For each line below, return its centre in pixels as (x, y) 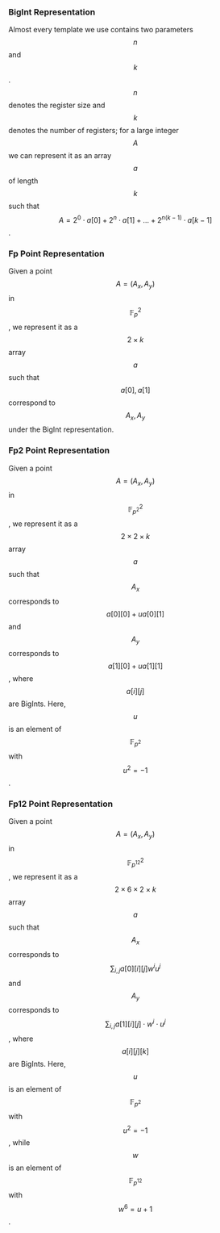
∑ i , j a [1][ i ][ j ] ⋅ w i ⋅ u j (135, 1024)
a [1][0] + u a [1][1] (135, 666)
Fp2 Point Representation (59, 450)
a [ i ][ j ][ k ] (135, 1051)
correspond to (32, 403)
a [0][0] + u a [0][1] (135, 614)
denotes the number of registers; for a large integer (93, 131)
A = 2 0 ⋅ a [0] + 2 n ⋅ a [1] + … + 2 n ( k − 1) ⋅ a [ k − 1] (135, 219)
